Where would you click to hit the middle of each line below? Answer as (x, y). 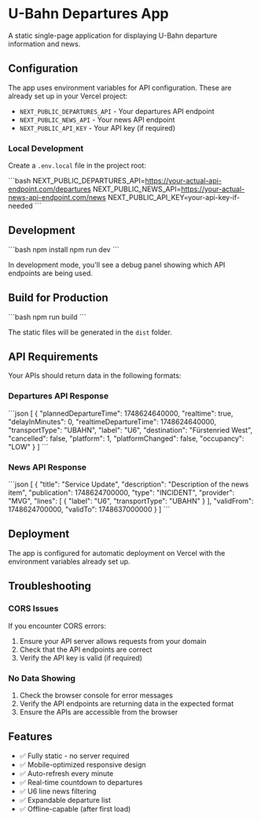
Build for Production (58, 298)
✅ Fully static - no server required (74, 756)
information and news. (44, 43)
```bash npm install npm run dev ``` (64, 250)
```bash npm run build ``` (47, 316)
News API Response (48, 467)
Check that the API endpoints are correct (86, 649)
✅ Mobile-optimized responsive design (83, 764)
